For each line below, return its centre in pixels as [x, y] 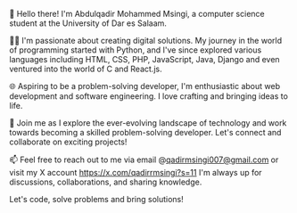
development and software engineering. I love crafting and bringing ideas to [148, 96]
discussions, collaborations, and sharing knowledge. [106, 182]
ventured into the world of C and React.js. [86, 69]
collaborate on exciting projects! [68, 142]
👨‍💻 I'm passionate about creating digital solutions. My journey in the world [146, 41]
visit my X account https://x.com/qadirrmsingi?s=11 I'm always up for [136, 172]
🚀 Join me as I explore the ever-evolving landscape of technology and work [148, 123]
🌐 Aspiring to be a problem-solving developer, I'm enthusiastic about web [145, 86]
